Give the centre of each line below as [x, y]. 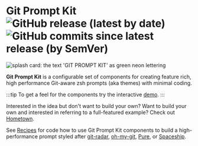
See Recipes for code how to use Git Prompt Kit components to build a [92, 130]
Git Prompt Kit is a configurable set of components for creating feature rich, [99, 77]
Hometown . [20, 118]
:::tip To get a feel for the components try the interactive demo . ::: [86, 94]
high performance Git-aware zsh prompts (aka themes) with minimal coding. [99, 83]
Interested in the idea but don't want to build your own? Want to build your [96, 106]
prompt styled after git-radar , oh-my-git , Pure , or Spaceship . [113, 136]
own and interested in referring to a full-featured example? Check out [91, 112]
